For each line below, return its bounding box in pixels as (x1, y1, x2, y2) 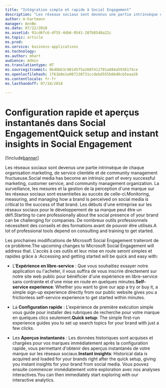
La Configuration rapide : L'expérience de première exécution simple (12, 304, 154, 310)
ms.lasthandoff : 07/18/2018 (5, 81, 63, 86)
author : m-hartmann (5, 16, 45, 21)
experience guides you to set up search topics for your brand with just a (12, 320, 159, 325)
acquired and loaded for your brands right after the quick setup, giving (12, 356, 156, 362)
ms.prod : (5, 40, 23, 45)
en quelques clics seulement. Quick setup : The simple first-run (12, 315, 140, 321)
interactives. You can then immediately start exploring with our (12, 372, 139, 378)
